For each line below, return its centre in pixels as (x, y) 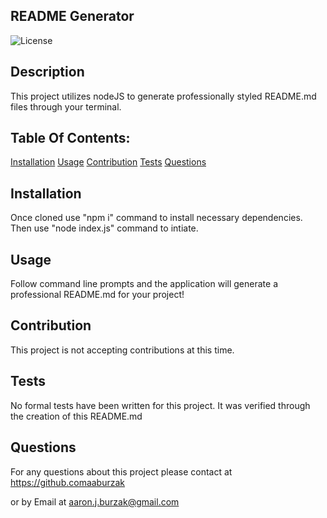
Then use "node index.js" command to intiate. (104, 228)
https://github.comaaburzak (68, 482)
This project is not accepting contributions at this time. (122, 350)
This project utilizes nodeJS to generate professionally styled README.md (163, 96)
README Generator (72, 16)
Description (47, 72)
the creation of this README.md (76, 416)
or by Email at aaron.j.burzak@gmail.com (95, 501)
